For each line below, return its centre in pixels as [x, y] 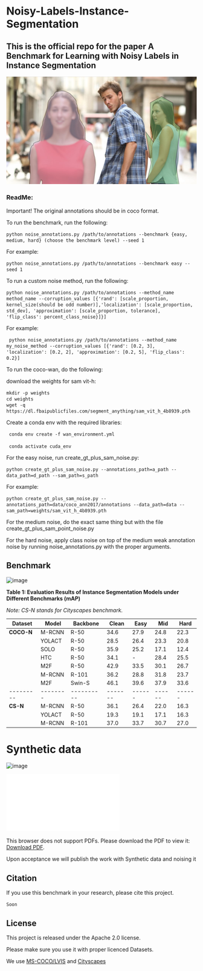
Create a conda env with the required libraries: [64, 422]
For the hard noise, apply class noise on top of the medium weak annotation [101, 540]
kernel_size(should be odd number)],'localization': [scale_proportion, [100, 305]
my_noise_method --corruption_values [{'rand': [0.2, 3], [81, 346]
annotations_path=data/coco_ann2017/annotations [69, 505]
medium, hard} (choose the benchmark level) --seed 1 [76, 240]
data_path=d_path [28, 476]
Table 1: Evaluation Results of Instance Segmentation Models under [93, 592]
